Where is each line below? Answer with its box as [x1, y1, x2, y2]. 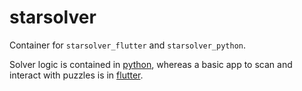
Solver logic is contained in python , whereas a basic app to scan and [9, 58, 293, 70]
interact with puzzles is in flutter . [9, 69, 144, 81]
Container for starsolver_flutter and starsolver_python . [9, 39, 247, 51]
